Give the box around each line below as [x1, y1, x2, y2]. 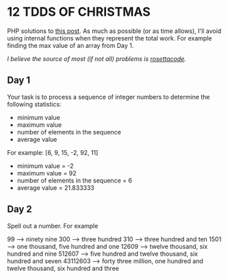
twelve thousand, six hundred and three [7, 264, 120, 272]
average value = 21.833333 [16, 183, 94, 192]
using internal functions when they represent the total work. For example [7, 34, 212, 42]
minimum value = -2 [16, 162, 74, 170]
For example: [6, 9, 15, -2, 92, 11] [7, 148, 99, 156]
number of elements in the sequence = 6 [16, 176, 132, 184]
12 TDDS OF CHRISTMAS [7, 4, 151, 20]
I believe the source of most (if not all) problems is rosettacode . [7, 54, 186, 62]
